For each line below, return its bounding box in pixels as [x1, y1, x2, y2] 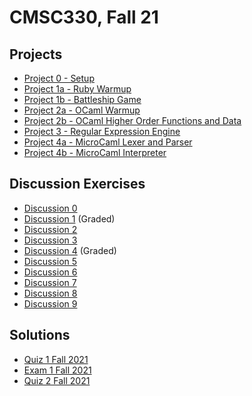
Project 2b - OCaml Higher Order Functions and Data [23, 115, 242, 126]
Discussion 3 [23, 234, 78, 246]
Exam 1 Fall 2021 [23, 364, 92, 376]
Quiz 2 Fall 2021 [23, 374, 91, 386]
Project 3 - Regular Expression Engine [23, 126, 181, 137]
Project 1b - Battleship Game [23, 94, 142, 105]
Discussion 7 [23, 276, 77, 288]
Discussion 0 [23, 202, 78, 214]
